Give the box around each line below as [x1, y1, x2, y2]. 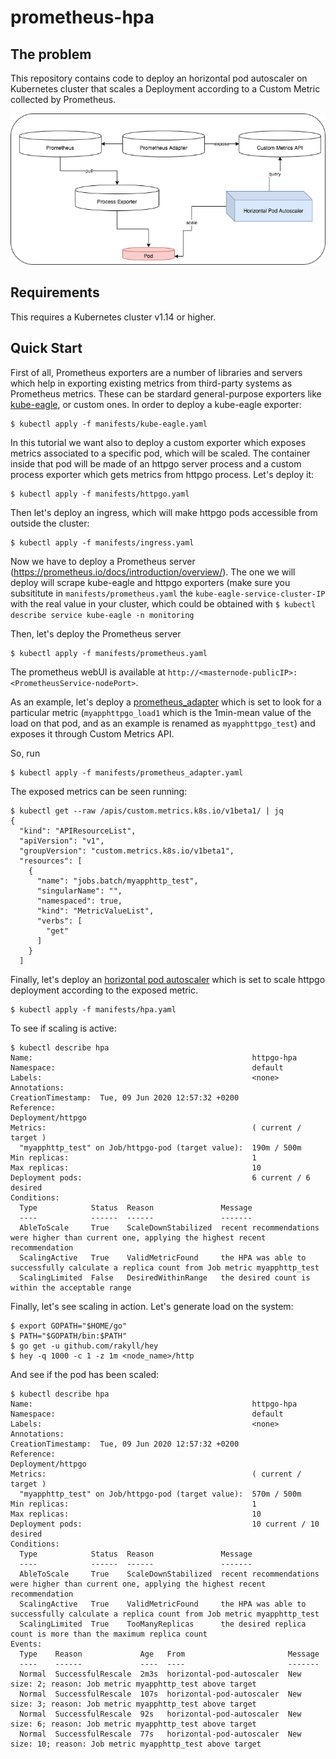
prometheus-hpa [10, 6, 155, 29]
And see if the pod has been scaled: [10, 1368, 160, 1380]
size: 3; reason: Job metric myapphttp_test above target [10, 1699, 257, 1709]
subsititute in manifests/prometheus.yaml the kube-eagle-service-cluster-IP [10, 587, 326, 599]
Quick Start [10, 340, 83, 357]
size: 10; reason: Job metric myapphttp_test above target [10, 1739, 262, 1749]
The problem [10, 46, 92, 63]
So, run [10, 747, 41, 759]
